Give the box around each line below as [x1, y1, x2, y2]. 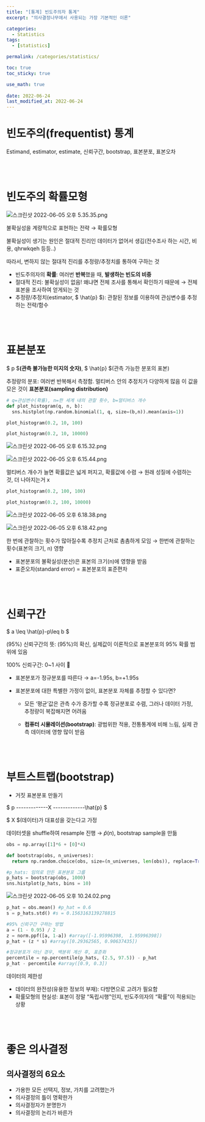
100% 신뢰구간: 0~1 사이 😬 [6, 661, 71, 668]
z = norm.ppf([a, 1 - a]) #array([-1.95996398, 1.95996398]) [6, 932, 163, 939]
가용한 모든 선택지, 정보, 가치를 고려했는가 [15, 1086, 115, 1093]
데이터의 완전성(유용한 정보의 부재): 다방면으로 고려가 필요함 [15, 985, 158, 993]
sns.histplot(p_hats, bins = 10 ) [6, 880, 92, 887]
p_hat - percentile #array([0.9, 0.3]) [6, 961, 108, 967]
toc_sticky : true [6, 70, 51, 76]
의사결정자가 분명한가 [15, 1101, 67, 1109]
